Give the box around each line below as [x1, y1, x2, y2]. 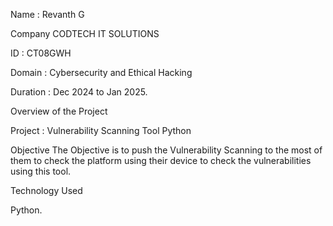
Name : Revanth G [10, 9, 85, 20]
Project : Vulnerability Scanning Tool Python [10, 125, 192, 136]
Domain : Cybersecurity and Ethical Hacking [10, 67, 193, 78]
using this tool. [10, 165, 72, 177]
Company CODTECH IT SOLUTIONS [10, 28, 160, 39]
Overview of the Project [10, 105, 108, 117]
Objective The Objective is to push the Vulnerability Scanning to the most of [10, 144, 323, 156]
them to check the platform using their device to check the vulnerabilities [10, 155, 312, 166]
